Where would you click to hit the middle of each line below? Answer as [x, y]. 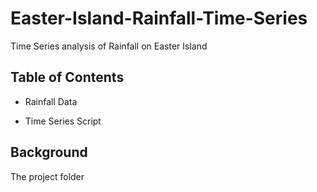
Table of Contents [67, 77]
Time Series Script [63, 121]
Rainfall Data [51, 101]
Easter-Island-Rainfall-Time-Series [159, 18]
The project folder [47, 176]
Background [49, 152]
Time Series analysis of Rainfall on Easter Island [109, 46]
